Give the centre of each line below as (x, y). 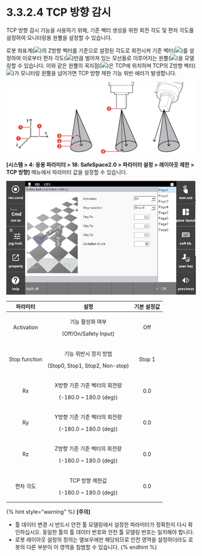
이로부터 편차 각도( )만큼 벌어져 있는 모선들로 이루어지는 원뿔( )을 (103, 58)
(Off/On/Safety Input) (88, 334)
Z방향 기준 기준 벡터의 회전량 (88, 449)
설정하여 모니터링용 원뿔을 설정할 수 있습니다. (59, 37)
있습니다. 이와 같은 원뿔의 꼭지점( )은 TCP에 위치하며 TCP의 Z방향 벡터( (110, 65)
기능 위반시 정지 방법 (88, 354)
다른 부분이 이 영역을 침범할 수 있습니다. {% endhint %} (92, 547)
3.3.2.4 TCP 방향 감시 (59, 12)
